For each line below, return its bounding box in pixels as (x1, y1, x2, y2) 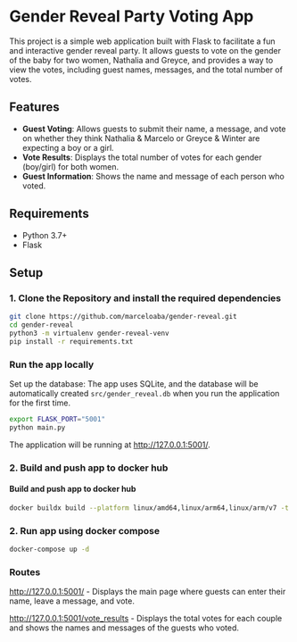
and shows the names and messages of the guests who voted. (9, 622, 239, 633)
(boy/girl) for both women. (21, 161, 120, 171)
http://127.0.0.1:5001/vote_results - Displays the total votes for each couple (9, 613, 283, 624)
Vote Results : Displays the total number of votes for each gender (21, 152, 262, 163)
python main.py (9, 422, 66, 432)
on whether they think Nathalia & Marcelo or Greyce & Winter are (21, 132, 260, 144)
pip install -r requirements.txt (9, 337, 134, 346)
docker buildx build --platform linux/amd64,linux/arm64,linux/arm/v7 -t (9, 503, 290, 513)
